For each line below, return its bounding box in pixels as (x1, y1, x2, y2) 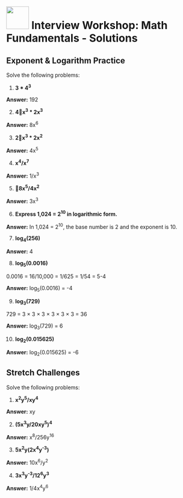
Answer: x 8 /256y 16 (6, 432, 54, 441)
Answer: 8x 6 (6, 120, 39, 128)
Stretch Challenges (6, 367, 80, 378)
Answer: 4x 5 (6, 146, 39, 154)
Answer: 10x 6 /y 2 (6, 458, 48, 466)
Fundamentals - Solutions (6, 31, 138, 45)
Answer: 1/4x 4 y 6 (6, 483, 49, 492)
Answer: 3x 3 (6, 196, 39, 205)
